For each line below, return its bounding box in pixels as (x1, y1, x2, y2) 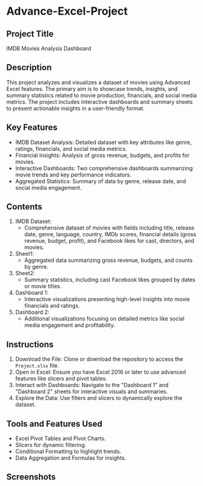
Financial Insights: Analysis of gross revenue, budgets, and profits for (15, 151, 190, 159)
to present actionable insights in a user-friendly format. (6, 104, 145, 112)
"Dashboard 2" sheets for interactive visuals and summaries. (15, 388, 168, 395)
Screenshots (6, 472, 56, 482)
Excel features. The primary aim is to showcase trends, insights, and (6, 85, 178, 92)
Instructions (6, 339, 54, 349)
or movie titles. (24, 283, 62, 290)
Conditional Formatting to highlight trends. (15, 448, 122, 455)
